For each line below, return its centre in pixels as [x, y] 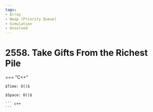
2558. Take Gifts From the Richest [76, 53]
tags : [11, 10]
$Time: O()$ [17, 87]
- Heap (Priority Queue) [31, 19]
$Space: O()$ [19, 95]
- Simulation [19, 24]
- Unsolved [16, 28]
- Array [13, 14]
